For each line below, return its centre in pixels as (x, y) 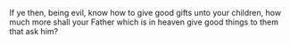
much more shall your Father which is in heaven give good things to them (144, 22)
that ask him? (34, 31)
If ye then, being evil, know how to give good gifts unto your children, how (145, 13)
